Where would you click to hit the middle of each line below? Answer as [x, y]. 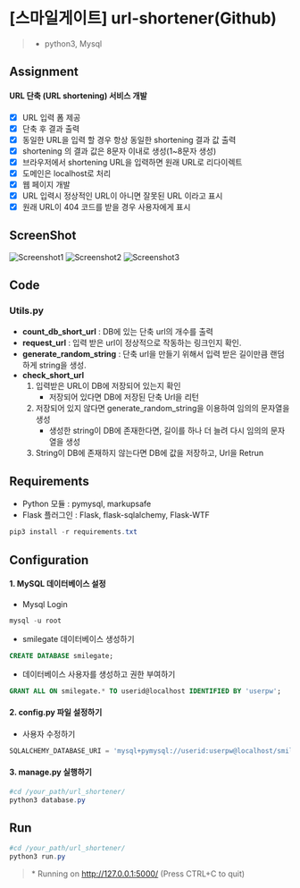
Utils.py [27, 311]
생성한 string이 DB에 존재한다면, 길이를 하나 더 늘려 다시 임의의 [158, 430]
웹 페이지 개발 [46, 184]
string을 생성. [62, 365]
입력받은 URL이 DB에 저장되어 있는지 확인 [108, 385]
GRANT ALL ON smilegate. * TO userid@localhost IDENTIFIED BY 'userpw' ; [145, 691]
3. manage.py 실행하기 [50, 772]
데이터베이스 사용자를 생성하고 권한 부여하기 [99, 674]
